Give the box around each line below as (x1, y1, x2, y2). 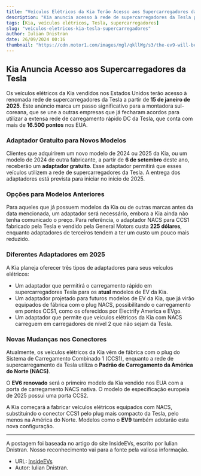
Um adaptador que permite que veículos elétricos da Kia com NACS (14, 313, 182, 321)
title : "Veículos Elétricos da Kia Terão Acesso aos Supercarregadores (6, 8, 188, 15)
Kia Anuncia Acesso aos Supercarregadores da (6, 64, 187, 75)
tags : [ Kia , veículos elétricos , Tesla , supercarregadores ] (6, 20, 160, 26)
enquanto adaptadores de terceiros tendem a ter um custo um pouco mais (6, 229, 190, 236)
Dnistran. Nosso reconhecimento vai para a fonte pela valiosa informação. (6, 446, 189, 453)
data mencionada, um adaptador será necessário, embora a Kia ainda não (6, 210, 188, 217)
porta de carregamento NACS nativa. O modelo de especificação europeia (6, 385, 190, 392)
